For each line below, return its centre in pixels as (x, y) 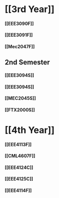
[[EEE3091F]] (19, 35)
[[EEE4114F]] (18, 190)
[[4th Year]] (30, 130)
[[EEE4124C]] (19, 167)
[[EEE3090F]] (19, 23)
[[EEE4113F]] (18, 144)
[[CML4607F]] (20, 156)
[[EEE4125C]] (19, 179)
